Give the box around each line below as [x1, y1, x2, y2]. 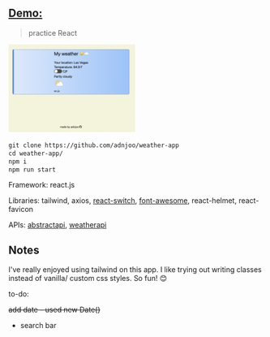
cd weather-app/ [8, 149, 63, 158]
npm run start [8, 166, 57, 174]
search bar [19, 321, 57, 331]
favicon [8, 204, 34, 214]
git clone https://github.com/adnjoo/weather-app [8, 141, 180, 149]
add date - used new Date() [8, 305, 101, 315]
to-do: [8, 289, 30, 299]
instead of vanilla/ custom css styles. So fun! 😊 [8, 274, 168, 283]
